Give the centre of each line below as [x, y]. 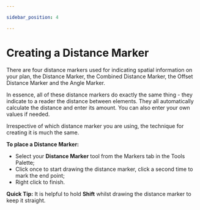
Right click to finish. [40, 182]
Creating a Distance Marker [78, 53]
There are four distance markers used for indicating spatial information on [99, 70]
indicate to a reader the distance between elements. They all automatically [100, 101]
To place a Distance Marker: [43, 144]
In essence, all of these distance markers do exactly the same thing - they [99, 95]
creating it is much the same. [43, 132]
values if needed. [28, 114]
